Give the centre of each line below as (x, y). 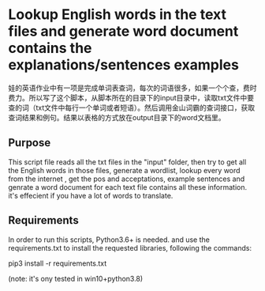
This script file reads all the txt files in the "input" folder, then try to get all (127, 162)
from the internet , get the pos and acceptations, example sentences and (127, 179)
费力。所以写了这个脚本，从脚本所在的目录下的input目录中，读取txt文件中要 (131, 97)
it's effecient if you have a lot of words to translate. (91, 195)
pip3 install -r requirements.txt (58, 263)
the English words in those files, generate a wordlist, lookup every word (124, 170)
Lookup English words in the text (118, 15)
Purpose (30, 143)
